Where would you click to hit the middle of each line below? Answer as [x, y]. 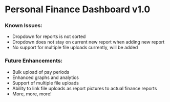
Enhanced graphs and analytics [45, 77]
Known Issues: [24, 26]
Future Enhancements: [34, 61]
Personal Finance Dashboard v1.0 [78, 9]
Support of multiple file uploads [45, 83]
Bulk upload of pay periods [41, 72]
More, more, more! [32, 94]
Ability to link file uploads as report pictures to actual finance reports [84, 88]
